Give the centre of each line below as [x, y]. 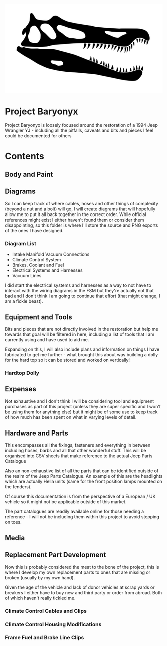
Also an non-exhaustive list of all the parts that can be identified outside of [82, 471]
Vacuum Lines [27, 276]
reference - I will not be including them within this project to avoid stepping [82, 517]
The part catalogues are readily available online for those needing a [75, 511]
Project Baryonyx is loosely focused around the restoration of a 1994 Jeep [82, 125]
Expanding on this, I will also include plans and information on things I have [82, 349]
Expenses [21, 389]
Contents [25, 156]
